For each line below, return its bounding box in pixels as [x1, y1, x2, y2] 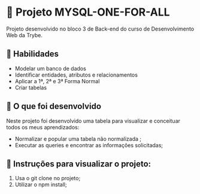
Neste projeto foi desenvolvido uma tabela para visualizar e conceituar [6, 117, 181, 125]
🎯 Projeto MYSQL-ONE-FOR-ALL [6, 5, 170, 19]
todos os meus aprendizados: [6, 123, 80, 131]
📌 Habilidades [6, 49, 59, 59]
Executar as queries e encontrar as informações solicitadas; [14, 141, 163, 148]
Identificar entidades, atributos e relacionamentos [14, 71, 138, 78]
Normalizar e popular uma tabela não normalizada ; [14, 135, 142, 143]
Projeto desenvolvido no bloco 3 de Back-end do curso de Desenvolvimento [6, 25, 195, 32]
